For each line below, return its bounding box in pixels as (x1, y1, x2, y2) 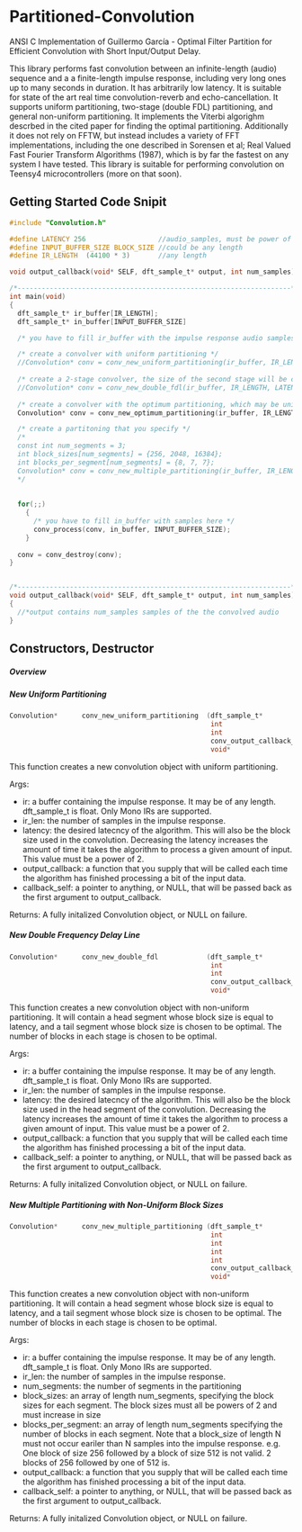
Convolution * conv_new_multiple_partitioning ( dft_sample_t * (9, 1222, 263, 1231)
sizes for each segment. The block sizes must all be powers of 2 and (22, 1400, 277, 1410)
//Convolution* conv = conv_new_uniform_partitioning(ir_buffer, (17, 358, 268, 367)
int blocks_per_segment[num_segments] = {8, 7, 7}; (17, 457, 216, 467)
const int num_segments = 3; (17, 441, 127, 451)
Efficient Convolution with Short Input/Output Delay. (9, 45, 201, 56)
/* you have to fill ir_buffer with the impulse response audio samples (17, 333, 296, 343)
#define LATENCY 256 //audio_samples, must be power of (9, 234, 292, 244)
